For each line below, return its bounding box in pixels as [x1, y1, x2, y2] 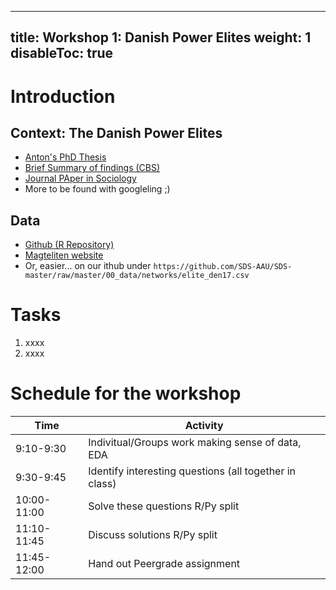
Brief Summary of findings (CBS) [24, 162, 161, 174]
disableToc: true [10, 45, 114, 62]
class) [88, 477, 117, 491]
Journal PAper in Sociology [24, 172, 137, 185]
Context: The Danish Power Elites [10, 124, 223, 141]
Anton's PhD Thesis [24, 151, 107, 163]
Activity [184, 419, 224, 433]
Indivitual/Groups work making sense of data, [88, 436, 302, 450]
